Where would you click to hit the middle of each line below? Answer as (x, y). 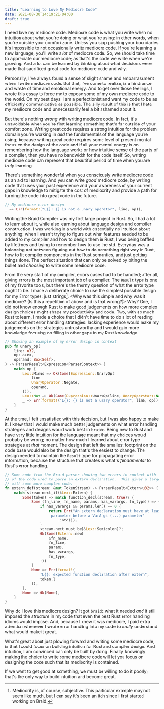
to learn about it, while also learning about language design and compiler (78, 224)
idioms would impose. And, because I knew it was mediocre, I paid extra (78, 622)
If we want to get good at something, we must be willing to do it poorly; (77, 671)
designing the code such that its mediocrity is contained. (62, 662)
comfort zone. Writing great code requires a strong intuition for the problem (81, 129)
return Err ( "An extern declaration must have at (99, 511)
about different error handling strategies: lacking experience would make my (82, 322)
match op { (25, 369)
